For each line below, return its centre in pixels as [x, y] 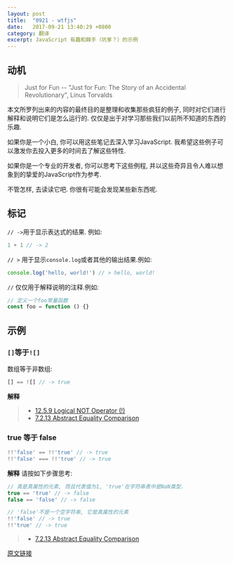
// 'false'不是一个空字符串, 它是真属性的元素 [68, 512]
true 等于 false [32, 438]
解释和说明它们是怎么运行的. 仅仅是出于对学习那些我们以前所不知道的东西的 [116, 118]
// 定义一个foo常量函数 [38, 300]
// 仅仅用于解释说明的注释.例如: [53, 287]
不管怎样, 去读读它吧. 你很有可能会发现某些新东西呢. [82, 189]
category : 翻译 [28, 33]
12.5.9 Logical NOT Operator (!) [80, 410]
